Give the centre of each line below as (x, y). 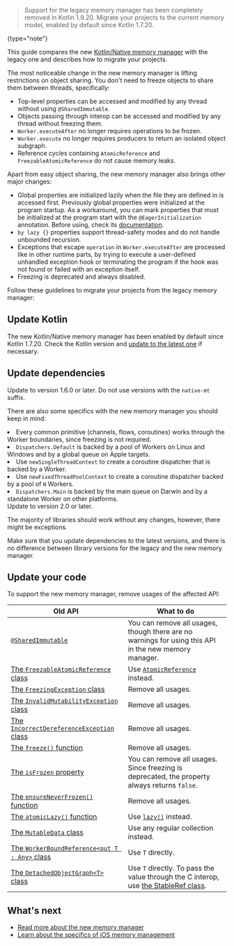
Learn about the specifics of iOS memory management (96, 935)
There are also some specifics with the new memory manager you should (112, 411)
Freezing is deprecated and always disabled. (81, 276)
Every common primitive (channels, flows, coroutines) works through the (120, 431)
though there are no (160, 632)
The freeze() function (47, 748)
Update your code (47, 578)
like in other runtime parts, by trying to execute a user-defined (107, 254)
